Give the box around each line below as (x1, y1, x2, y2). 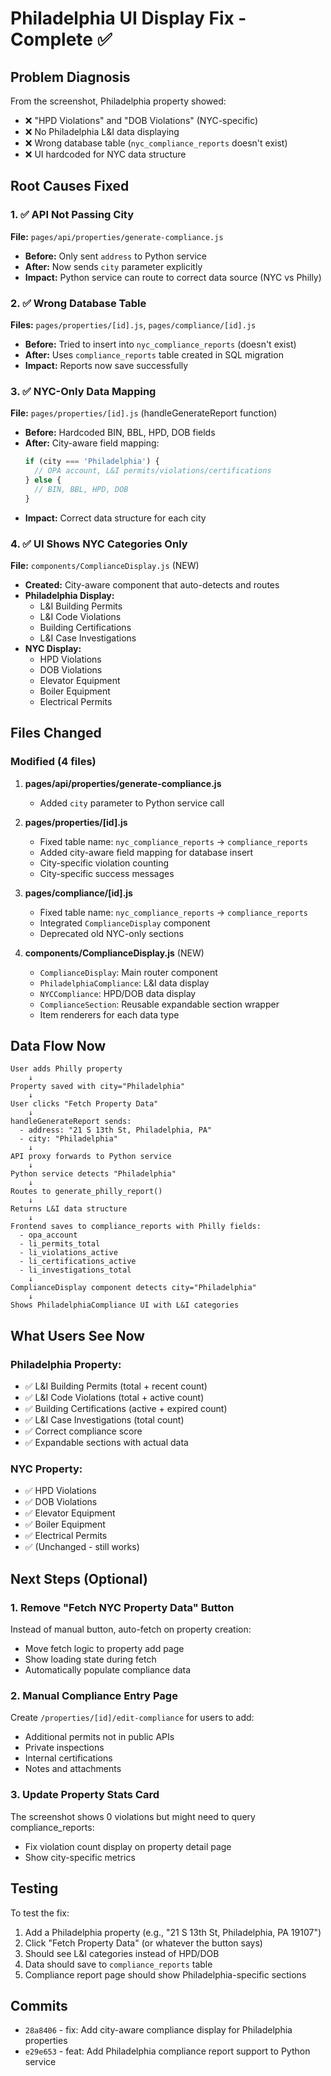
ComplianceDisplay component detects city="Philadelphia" (10, 1283, 257, 1293)
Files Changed (10, 725, 102, 742)
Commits (10, 1997, 68, 2014)
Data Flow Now (10, 1038, 107, 1055)
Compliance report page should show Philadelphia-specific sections (24, 1968, 307, 1981)
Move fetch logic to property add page (24, 1643, 185, 1655)
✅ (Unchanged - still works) (24, 1541, 140, 1553)
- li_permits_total (19, 1239, 101, 1249)
